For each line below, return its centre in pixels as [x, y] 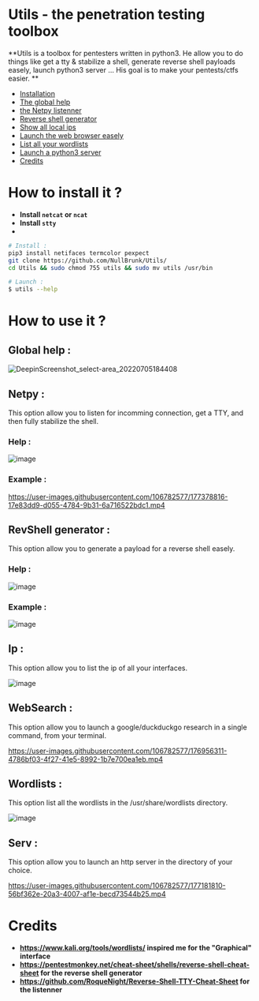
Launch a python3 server [60, 152]
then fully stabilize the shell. [54, 421]
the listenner [41, 990]
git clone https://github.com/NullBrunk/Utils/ [88, 261]
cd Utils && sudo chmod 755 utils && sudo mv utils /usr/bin [111, 268]
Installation [37, 93]
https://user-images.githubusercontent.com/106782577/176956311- [118, 751]
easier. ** [24, 78]
